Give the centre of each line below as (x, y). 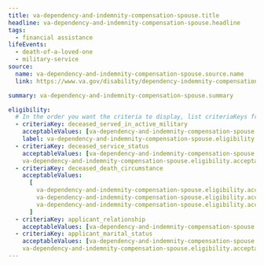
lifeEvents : (27, 45)
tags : (17, 30)
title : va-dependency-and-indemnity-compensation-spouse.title (114, 15)
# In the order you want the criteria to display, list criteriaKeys (131, 117)
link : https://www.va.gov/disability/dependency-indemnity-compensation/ (138, 81)
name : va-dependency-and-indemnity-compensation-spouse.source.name (130, 74)
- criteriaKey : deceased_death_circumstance (89, 168)
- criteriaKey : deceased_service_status (82, 146)
